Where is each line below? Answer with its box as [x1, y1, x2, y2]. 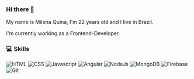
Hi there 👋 [6, 5, 35, 13]
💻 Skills [6, 45, 30, 53]
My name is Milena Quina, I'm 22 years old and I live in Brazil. [6, 19, 154, 26]
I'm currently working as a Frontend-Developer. [6, 30, 120, 37]
